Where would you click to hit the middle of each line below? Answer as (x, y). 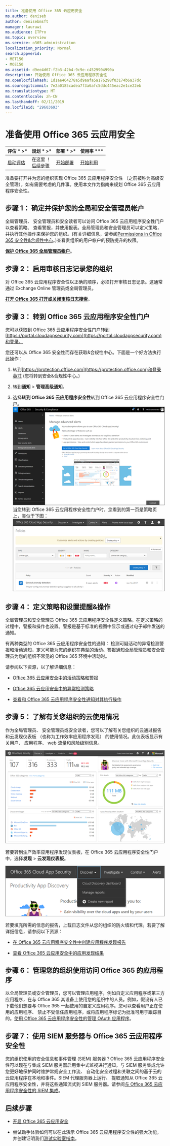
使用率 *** (92, 151)
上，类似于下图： (30, 516)
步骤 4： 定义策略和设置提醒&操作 (58, 607)
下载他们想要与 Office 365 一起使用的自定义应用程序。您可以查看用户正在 (82, 1006)
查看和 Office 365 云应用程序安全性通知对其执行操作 (67, 699)
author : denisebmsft (27, 21)
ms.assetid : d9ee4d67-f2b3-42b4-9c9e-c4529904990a (60, 70)
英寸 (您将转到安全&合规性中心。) (46, 376)
